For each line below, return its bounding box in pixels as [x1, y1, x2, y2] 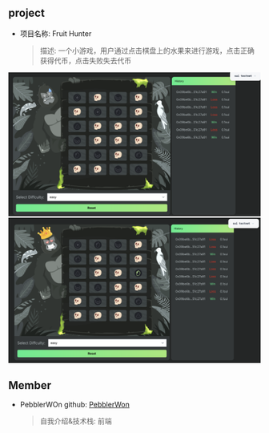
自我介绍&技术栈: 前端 [39, 416, 112, 426]
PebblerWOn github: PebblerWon [19, 400, 130, 410]
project [8, 6, 46, 20]
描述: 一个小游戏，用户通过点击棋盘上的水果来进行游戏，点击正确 [39, 46, 255, 55]
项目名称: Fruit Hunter [19, 28, 92, 38]
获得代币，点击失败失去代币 [39, 55, 132, 65]
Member [8, 378, 52, 392]
